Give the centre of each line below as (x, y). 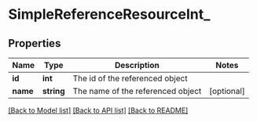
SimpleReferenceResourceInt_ (109, 14)
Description (137, 65)
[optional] (227, 91)
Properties (35, 43)
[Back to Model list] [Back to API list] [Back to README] (98, 110)
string (53, 91)
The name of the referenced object (137, 91)
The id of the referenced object (130, 78)
